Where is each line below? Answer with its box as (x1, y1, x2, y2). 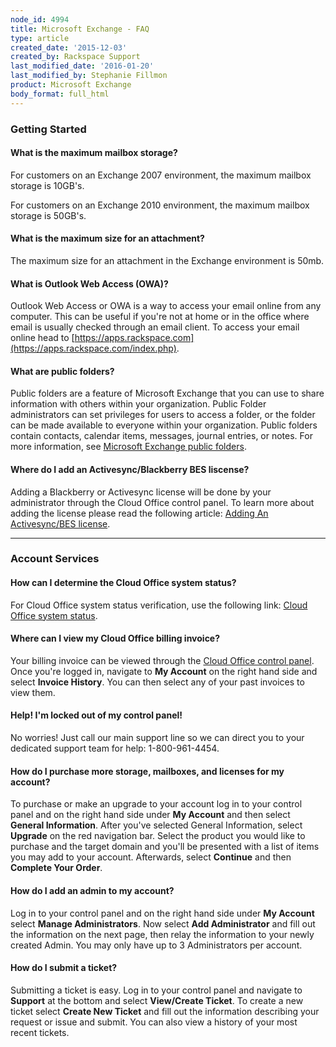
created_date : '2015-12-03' (10, 42, 128, 53)
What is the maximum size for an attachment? (10, 232, 205, 245)
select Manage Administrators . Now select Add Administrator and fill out (10, 917, 316, 930)
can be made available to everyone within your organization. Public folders (10, 419, 318, 431)
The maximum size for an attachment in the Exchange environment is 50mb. (10, 254, 325, 266)
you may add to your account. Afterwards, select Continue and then (10, 851, 292, 863)
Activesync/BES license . (10, 517, 111, 530)
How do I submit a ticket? (10, 962, 118, 974)
